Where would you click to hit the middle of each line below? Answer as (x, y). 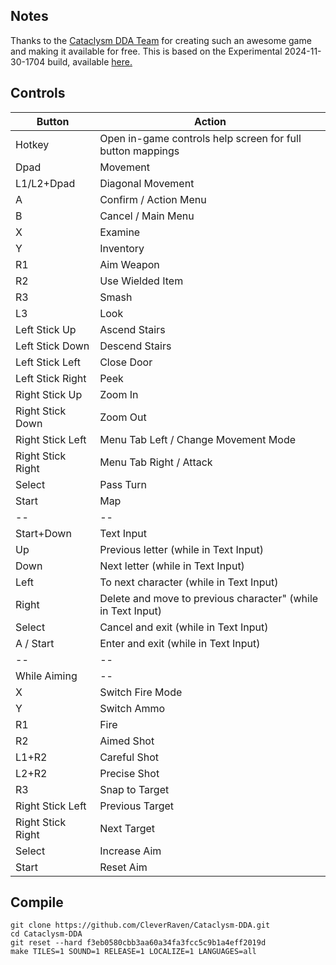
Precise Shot (129, 773)
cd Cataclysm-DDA (46, 934)
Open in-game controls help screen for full (200, 138)
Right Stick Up (49, 394)
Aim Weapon (129, 264)
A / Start (35, 643)
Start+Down (43, 533)
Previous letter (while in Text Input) (181, 549)
